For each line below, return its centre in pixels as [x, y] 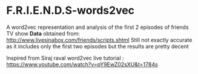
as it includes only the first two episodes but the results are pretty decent [97, 46]
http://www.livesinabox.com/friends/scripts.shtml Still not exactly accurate [99, 40]
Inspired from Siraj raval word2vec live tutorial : [65, 58]
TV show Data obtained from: [43, 33]
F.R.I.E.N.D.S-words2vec [71, 11]
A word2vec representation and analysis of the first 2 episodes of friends [97, 27]
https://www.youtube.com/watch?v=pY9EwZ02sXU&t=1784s [82, 64]
